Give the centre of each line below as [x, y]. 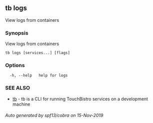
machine [21, 104]
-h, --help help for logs [39, 76]
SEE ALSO [18, 88]
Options [15, 65]
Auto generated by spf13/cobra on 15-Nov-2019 [54, 116]
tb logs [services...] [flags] [38, 53]
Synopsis [17, 33]
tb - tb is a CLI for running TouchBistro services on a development [80, 99]
